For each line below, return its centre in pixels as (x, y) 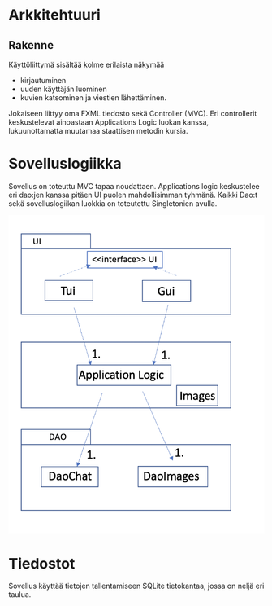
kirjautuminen (43, 80)
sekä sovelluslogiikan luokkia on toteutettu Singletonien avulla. (113, 203)
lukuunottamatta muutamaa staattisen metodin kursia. (98, 131)
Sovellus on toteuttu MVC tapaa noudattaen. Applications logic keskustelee (134, 186)
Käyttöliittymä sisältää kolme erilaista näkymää (86, 64)
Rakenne (31, 45)
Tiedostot (42, 563)
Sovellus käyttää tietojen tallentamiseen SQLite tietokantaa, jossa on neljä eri (136, 586)
